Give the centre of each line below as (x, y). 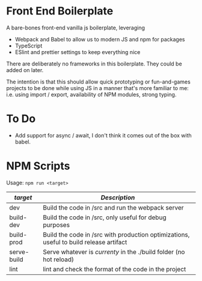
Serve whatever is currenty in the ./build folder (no (114, 252)
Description (118, 198)
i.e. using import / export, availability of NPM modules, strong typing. (91, 94)
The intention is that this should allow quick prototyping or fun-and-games (98, 82)
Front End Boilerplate (60, 11)
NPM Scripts (38, 166)
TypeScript (29, 46)
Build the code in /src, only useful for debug (105, 217)
